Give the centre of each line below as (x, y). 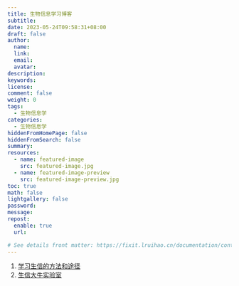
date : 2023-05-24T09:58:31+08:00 (57, 27)
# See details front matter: (51, 245)
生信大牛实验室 (39, 275)
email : (23, 60)
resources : (23, 153)
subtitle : (22, 21)
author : (19, 41)
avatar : (25, 67)
